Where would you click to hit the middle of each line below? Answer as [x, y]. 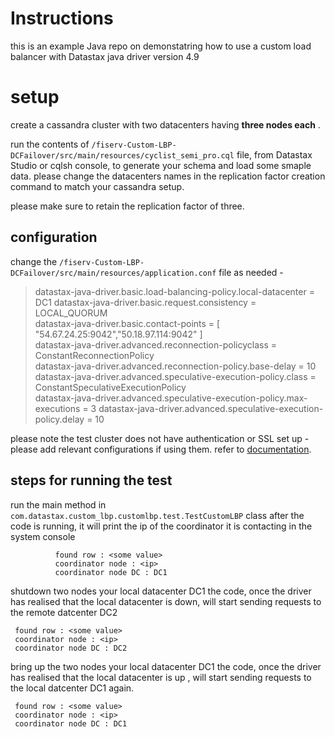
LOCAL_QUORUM [71, 313]
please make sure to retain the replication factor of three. [127, 206]
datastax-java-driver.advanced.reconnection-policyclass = [155, 344]
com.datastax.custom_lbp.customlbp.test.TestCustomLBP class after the [157, 515]
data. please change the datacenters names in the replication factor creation [168, 176]
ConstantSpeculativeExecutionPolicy [110, 387]
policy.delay [59, 419]
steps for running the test [91, 480]
